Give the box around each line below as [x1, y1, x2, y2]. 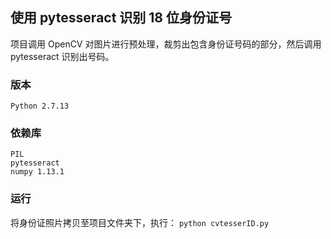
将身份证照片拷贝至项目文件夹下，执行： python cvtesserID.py [10, 216, 270, 228]
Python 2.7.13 [10, 101, 70, 112]
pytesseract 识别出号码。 [10, 50, 115, 62]
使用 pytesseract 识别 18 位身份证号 [10, 9, 233, 27]
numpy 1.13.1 [10, 167, 65, 177]
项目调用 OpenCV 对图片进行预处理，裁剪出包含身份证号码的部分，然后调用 [10, 38, 322, 50]
